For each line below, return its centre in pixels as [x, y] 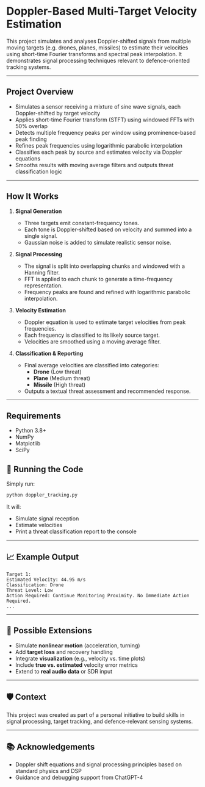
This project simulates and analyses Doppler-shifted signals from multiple [99, 41]
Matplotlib [28, 444]
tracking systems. [29, 67]
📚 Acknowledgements [51, 746]
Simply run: [21, 484]
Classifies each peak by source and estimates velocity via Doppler [99, 152]
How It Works [33, 196]
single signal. [41, 235]
